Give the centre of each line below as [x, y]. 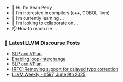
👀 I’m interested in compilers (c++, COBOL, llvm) [61, 13]
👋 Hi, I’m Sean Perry [32, 8]
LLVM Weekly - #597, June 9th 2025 [49, 74]
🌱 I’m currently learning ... [38, 18]
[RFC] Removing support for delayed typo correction [65, 69]
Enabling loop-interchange [38, 59]
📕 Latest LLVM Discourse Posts [42, 43]
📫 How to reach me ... [34, 29]
